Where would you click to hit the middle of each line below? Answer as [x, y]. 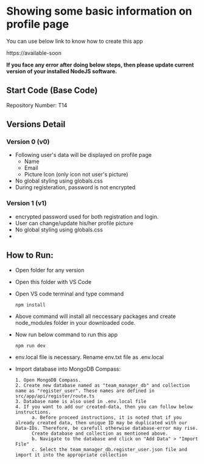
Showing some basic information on [99, 11]
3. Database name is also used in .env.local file [81, 401]
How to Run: [30, 256]
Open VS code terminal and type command [69, 294]
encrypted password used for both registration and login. [87, 216]
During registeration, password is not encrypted [75, 187]
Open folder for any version [50, 270]
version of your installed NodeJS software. [62, 71]
